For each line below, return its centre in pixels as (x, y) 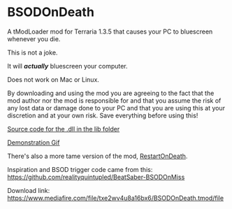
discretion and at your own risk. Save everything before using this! (103, 115)
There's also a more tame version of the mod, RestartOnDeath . (97, 156)
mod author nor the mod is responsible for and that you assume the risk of (114, 100)
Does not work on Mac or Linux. (53, 79)
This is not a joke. (32, 52)
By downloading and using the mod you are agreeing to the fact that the (111, 93)
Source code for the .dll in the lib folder (64, 129)
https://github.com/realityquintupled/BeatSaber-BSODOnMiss (96, 177)
